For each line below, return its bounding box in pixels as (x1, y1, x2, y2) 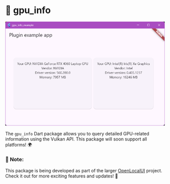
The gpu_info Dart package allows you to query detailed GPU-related (5, 130, 149, 136)
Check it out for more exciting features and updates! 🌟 (5, 173, 118, 179)
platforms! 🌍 (5, 142, 32, 148)
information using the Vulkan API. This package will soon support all (5, 136, 147, 142)
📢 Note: (5, 156, 24, 163)
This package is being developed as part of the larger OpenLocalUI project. (5, 167, 162, 173)
